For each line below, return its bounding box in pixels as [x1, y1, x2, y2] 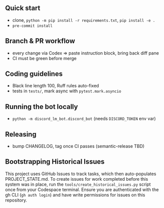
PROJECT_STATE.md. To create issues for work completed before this [5, 176, 149, 182]
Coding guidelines [5, 69, 63, 78]
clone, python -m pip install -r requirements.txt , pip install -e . [12, 17, 156, 23]
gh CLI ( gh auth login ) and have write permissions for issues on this [5, 192, 145, 198]
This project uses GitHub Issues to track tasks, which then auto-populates [5, 171, 157, 177]
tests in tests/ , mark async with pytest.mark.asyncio [12, 88, 121, 94]
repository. [5, 197, 27, 203]
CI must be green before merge [12, 55, 77, 61]
